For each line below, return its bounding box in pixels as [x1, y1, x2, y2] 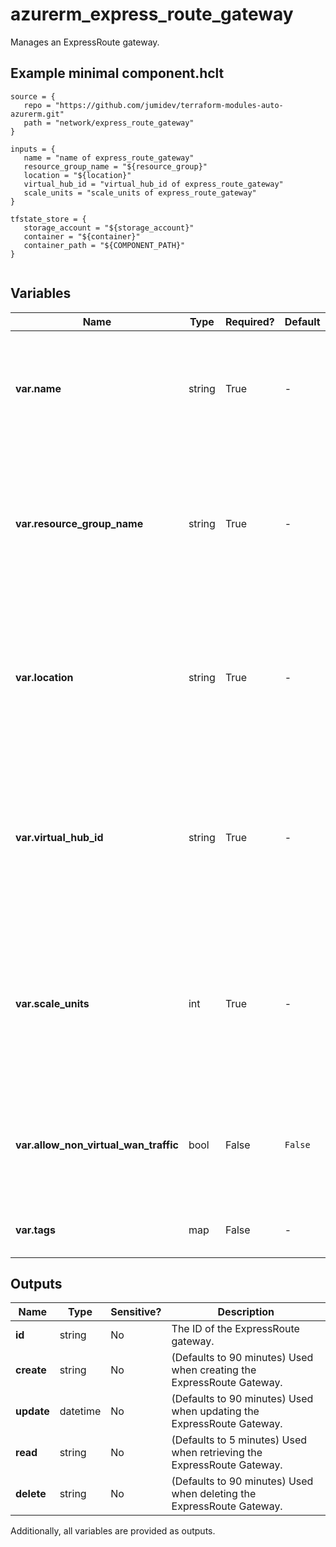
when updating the [171, 1404, 260, 1418]
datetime [59, 1404, 102, 1418]
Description [217, 1305, 275, 1319]
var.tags [15, 1223, 56, 1237]
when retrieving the [171, 1446, 263, 1460]
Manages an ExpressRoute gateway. [10, 36, 160, 48]
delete [15, 1487, 47, 1501]
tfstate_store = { [10, 214, 87, 224]
